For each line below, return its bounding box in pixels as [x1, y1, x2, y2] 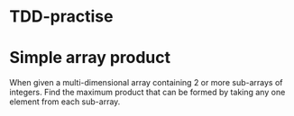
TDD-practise [9, 6, 114, 27]
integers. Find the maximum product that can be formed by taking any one [9, 87, 286, 98]
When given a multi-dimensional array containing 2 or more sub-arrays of [9, 77, 283, 88]
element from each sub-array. [9, 96, 121, 107]
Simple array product [9, 48, 171, 68]
